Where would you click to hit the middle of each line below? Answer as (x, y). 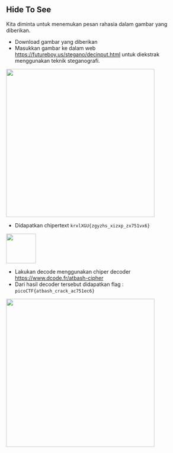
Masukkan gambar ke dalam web (55, 48)
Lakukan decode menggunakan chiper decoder (73, 271)
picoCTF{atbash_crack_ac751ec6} (55, 291)
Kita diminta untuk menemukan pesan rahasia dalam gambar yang (87, 24)
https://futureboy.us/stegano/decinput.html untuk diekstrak (87, 54)
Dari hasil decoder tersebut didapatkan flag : (69, 284)
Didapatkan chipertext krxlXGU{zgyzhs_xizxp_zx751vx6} (82, 225)
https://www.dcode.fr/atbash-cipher (59, 278)
